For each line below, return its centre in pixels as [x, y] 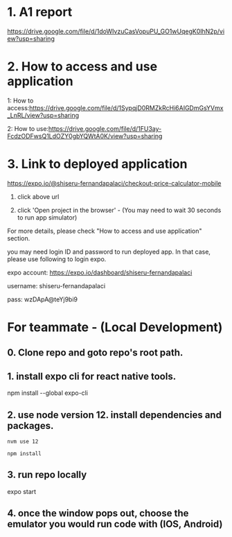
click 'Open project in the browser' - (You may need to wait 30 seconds [119, 210]
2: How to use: [28, 128]
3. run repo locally [47, 475]
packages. [30, 426]
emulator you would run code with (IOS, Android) [115, 524]
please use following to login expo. [57, 259]
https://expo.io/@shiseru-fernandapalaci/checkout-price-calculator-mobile [114, 183]
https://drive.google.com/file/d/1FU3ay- [105, 128]
